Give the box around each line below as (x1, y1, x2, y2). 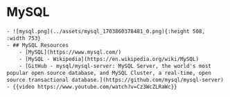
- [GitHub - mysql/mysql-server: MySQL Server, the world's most (19, 62, 212, 69)
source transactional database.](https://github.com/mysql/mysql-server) (6, 76, 224, 83)
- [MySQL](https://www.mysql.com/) (19, 48, 122, 55)
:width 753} (6, 35, 41, 42)
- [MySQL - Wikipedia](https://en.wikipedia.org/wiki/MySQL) (19, 55, 199, 62)
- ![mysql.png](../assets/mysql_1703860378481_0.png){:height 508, (6, 28, 206, 35)
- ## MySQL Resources (6, 42, 69, 48)
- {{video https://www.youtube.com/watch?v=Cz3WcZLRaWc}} (6, 83, 177, 90)
